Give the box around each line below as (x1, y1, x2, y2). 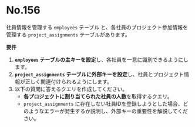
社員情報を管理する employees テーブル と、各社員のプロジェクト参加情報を (6, 24, 188, 31)
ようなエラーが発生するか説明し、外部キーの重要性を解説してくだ (28, 107, 188, 115)
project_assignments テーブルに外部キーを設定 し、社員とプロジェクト (14, 71, 184, 78)
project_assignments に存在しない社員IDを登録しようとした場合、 (23, 100, 183, 107)
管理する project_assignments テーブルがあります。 (6, 31, 130, 38)
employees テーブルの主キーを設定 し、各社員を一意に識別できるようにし (14, 56, 189, 63)
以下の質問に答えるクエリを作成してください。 (14, 85, 128, 92)
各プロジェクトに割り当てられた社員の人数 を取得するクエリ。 (23, 92, 173, 100)
